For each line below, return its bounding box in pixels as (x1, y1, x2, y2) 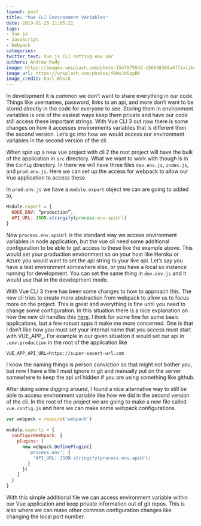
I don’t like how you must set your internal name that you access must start (6, 325, 191, 333)
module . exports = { (6, 427, 55, 433)
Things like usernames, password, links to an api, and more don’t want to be (6, 98, 194, 106)
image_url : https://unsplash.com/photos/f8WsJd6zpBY (6, 70, 141, 76)
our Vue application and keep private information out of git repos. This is (6, 500, 185, 507)
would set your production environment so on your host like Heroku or (6, 250, 179, 258)
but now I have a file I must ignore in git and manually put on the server (6, 367, 181, 374)
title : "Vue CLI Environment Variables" (6, 14, 109, 20)
